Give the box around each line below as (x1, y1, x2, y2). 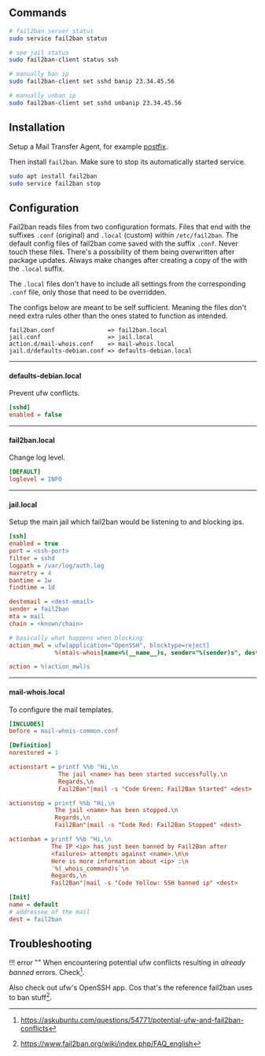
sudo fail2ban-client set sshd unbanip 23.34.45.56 (9, 98, 182, 107)
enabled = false (9, 411, 62, 419)
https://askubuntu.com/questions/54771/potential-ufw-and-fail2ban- (20, 1015, 245, 1025)
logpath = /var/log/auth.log (9, 562, 105, 570)
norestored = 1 (9, 749, 59, 757)
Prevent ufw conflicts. (9, 389, 80, 398)
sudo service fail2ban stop (9, 179, 101, 187)
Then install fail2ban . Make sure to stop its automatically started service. (9, 157, 246, 166)
